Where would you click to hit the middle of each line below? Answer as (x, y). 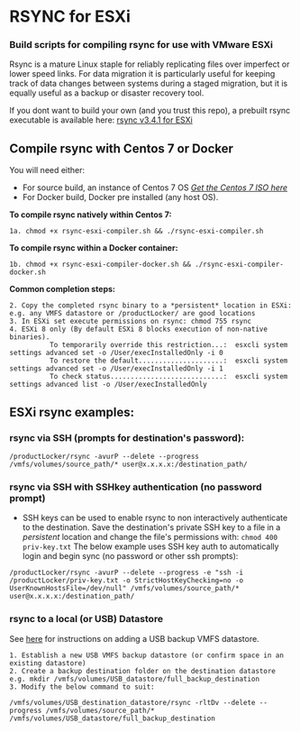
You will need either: (47, 170)
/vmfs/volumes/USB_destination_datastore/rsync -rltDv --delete (132, 702)
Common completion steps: (62, 289)
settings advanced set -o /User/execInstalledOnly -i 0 (116, 353)
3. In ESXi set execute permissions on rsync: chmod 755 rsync (131, 322)
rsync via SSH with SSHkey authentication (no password (136, 487)
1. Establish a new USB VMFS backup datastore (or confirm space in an (146, 655)
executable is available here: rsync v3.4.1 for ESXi (101, 120)
